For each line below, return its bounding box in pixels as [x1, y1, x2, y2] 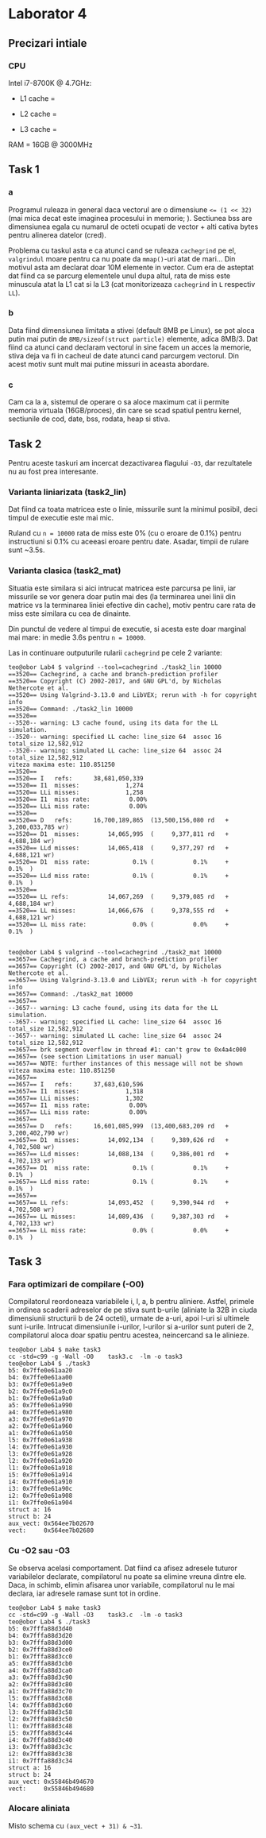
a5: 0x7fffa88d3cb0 [8, 1659, 73, 1667]
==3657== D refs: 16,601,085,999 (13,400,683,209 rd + [8, 1122, 229, 1130]
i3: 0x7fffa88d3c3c [8, 1743, 73, 1751]
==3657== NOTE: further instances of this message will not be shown [8, 1059, 244, 1067]
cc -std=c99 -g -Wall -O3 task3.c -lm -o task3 [8, 1611, 183, 1619]
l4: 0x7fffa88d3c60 [8, 1701, 73, 1709]
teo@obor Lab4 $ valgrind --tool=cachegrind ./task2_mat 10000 [8, 948, 222, 956]
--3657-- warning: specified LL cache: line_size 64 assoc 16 [8, 1018, 222, 1026]
